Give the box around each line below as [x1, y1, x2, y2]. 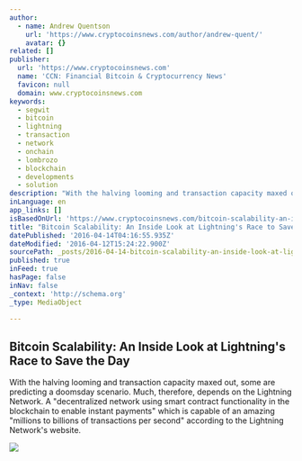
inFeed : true [9, 265, 58, 274]
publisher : [9, 55, 50, 64]
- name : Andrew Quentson [17, 22, 111, 31]
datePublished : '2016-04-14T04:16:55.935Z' [9, 230, 175, 240]
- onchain [17, 147, 54, 156]
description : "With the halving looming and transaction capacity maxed [9, 189, 288, 198]
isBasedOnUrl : [9, 213, 63, 223]
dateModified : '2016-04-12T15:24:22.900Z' [9, 240, 171, 249]
